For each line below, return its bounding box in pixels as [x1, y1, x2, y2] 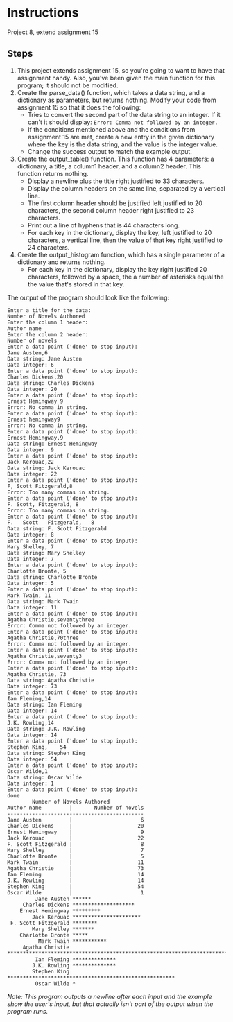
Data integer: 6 [7, 361, 54, 368]
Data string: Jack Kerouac [7, 465, 85, 471]
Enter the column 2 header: [7, 331, 89, 338]
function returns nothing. [17, 169, 89, 177]
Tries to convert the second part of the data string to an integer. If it [27, 110, 221, 119]
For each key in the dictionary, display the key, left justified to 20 [27, 228, 212, 236]
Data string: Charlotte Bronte [7, 573, 98, 580]
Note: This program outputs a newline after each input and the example [7, 992, 213, 1001]
